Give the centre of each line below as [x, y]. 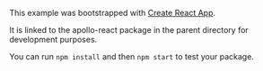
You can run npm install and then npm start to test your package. [131, 56]
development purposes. [53, 39]
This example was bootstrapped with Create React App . [113, 13]
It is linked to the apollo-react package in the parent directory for [129, 30]
